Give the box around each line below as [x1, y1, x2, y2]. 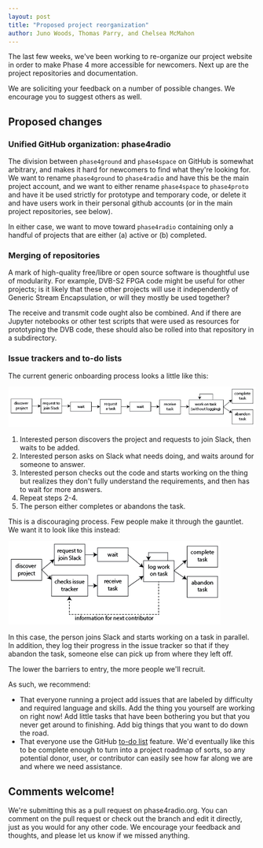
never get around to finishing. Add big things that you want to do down [19, 720, 249, 730]
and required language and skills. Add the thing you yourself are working [19, 703, 255, 713]
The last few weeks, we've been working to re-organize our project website [8, 52, 253, 61]
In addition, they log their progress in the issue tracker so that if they [8, 641, 229, 650]
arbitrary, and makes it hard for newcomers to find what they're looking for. [8, 165, 251, 175]
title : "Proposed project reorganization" [8, 20, 149, 29]
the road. [19, 728, 49, 738]
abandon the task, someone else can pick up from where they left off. [8, 650, 233, 659]
